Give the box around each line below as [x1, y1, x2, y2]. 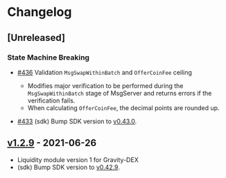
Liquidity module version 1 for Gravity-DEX [17, 155, 139, 163]
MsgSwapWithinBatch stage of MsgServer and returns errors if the [27, 89, 212, 97]
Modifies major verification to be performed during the [27, 81, 184, 90]
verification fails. [27, 96, 76, 105]
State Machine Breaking [7, 53, 90, 62]
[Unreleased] [7, 32, 66, 44]
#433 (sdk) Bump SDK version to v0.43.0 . [17, 117, 137, 125]
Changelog [7, 4, 72, 20]
